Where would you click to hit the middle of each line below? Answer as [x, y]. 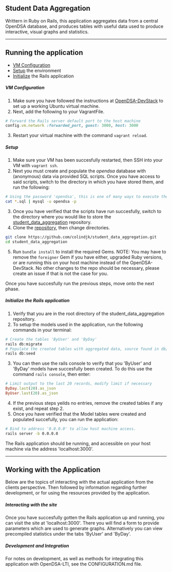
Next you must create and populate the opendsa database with [79, 171]
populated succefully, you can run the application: [66, 419]
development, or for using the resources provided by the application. [78, 493]
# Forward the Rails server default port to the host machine [73, 121]
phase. [13, 289]
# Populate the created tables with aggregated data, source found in [82, 349]
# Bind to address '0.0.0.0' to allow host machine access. [71, 429]
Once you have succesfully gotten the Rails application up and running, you [85, 518]
